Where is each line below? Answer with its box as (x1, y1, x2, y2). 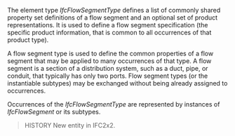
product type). (7, 36, 49, 44)
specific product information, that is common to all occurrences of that (7, 28, 212, 36)
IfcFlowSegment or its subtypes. (7, 108, 101, 116)
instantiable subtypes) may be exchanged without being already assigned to (7, 79, 228, 87)
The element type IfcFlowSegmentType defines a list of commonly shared (7, 6, 221, 14)
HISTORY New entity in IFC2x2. (24, 121, 116, 129)
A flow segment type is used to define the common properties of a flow (7, 49, 214, 57)
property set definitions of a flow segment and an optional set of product (7, 13, 218, 22)
